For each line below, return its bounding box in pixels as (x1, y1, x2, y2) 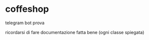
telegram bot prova (5, 20, 45, 26)
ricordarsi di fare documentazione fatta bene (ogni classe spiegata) (5, 29, 144, 35)
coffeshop (5, 3, 49, 15)
